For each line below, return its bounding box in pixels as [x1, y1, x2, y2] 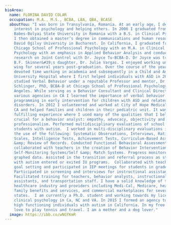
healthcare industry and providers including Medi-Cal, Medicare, [14, 184, 158, 189]
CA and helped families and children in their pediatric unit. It [14, 107, 158, 112]
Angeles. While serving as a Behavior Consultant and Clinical [14, 88, 152, 94]
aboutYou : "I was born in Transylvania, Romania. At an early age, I [9, 21, 160, 27]
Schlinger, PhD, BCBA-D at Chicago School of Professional [14, 83, 142, 88]
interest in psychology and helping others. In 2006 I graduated [14, 27, 156, 32]
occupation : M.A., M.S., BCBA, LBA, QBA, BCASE [9, 17, 113, 22]
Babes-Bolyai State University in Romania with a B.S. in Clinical [14, 31, 160, 36]
